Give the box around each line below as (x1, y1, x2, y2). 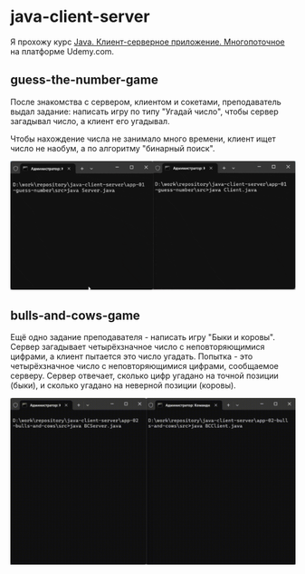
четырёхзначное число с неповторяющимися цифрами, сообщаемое (10, 361, 280, 372)
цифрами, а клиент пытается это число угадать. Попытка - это (10, 351, 253, 362)
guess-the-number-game (10, 73, 159, 88)
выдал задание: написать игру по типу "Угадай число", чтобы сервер (10, 106, 279, 117)
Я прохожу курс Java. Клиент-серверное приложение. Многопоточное (10, 36, 285, 47)
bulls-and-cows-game (10, 307, 141, 323)
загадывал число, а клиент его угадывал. (10, 115, 170, 126)
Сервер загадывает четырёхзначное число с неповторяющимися (10, 342, 265, 353)
